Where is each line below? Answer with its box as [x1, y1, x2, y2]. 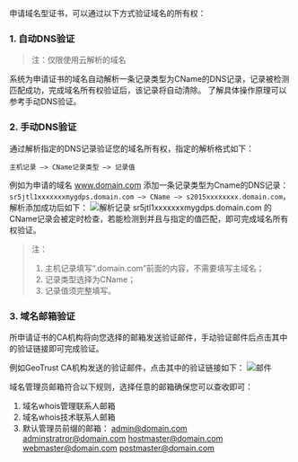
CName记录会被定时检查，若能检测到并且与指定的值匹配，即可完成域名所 [9, 213, 281, 224]
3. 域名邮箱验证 [9, 309, 76, 322]
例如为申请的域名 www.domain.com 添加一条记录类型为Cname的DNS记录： [9, 179, 289, 191]
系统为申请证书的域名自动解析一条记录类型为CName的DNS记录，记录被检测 [9, 74, 290, 84]
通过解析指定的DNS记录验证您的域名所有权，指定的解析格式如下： [9, 143, 254, 154]
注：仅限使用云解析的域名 [31, 55, 127, 66]
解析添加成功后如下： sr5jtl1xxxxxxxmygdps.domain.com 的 [9, 201, 272, 213]
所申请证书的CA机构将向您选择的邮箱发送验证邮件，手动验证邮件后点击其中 [9, 332, 288, 342]
